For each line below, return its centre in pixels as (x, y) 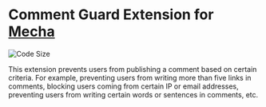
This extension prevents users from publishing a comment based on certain (133, 69)
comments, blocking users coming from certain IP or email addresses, (124, 86)
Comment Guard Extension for (111, 15)
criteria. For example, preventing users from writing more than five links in (130, 77)
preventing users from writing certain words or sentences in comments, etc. (133, 94)
